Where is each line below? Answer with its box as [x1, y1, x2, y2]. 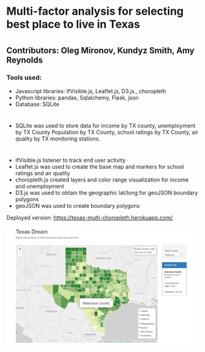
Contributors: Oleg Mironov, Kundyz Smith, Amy [6, 45, 195, 56]
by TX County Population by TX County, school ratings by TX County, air [15, 128, 199, 136]
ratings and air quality [15, 170, 70, 177]
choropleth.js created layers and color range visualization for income [15, 176, 189, 183]
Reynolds [6, 55, 43, 66]
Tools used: [6, 74, 42, 82]
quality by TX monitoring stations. [15, 135, 101, 142]
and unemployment [15, 183, 64, 190]
